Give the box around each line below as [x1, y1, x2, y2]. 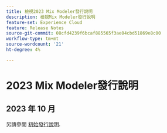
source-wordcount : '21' [6, 42, 64, 47]
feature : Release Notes [6, 25, 64, 31]
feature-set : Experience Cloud [6, 19, 83, 25]
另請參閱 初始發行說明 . [6, 121, 60, 128]
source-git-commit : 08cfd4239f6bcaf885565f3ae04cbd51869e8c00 [6, 30, 161, 36]
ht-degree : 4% [6, 47, 41, 53]
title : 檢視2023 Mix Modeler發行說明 [6, 8, 93, 15]
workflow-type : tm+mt [6, 36, 59, 42]
